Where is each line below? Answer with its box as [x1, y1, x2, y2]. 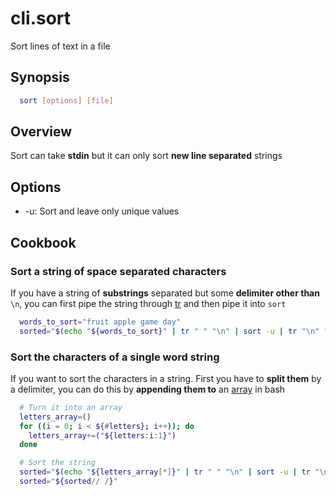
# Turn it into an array [19, 402, 123, 412]
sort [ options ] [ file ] [19, 95, 114, 106]
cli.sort [10, 7, 72, 30]
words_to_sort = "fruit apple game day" [19, 317, 182, 327]
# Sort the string [19, 458, 97, 468]
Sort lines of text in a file [10, 40, 111, 52]
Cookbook [10, 234, 77, 251]
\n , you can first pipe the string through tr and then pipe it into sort [10, 297, 287, 309]
